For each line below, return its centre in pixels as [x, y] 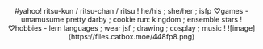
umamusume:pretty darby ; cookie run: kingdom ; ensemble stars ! [131, 19]
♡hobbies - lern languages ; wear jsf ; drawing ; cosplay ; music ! [117, 28]
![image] [241, 28]
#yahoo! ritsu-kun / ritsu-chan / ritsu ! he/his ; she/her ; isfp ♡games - [131, 11]
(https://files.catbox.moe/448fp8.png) [131, 37]
